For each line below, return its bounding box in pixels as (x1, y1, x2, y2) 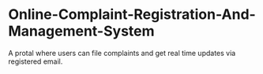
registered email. (8, 57, 63, 66)
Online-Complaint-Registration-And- (8, 6, 257, 24)
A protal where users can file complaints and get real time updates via (8, 48, 236, 57)
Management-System (8, 22, 156, 40)
